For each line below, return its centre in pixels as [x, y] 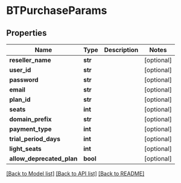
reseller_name [30, 60]
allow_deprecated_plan [43, 158]
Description [121, 50]
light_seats [25, 149]
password [24, 80]
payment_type [30, 129]
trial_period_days [35, 139]
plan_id [20, 99]
